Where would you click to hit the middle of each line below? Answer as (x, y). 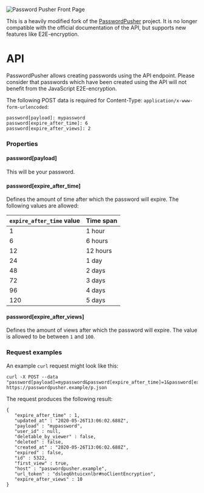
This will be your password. (41, 172)
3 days (96, 281)
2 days (96, 271)
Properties (22, 144)
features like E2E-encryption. (43, 34)
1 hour (95, 231)
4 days (96, 290)
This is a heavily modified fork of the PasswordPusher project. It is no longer (102, 21)
